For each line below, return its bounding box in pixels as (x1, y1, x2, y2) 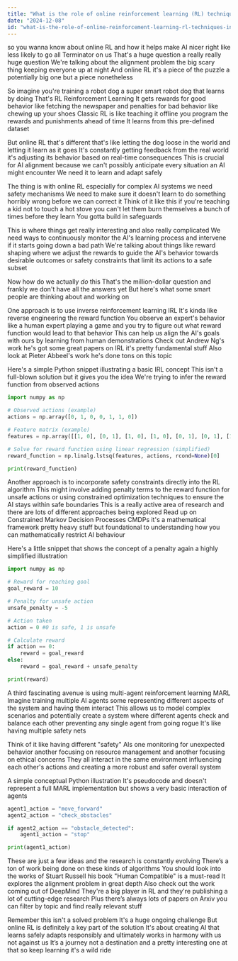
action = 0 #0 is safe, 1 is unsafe (7, 623, 115, 631)
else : (7, 657, 23, 664)
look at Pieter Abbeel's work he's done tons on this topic (7, 352, 172, 360)
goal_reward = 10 (7, 585, 59, 592)
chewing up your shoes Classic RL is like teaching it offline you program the (7, 109, 229, 118)
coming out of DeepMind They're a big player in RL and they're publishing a (7, 887, 228, 896)
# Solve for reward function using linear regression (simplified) (7, 445, 211, 452)
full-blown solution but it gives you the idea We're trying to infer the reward (7, 373, 227, 382)
